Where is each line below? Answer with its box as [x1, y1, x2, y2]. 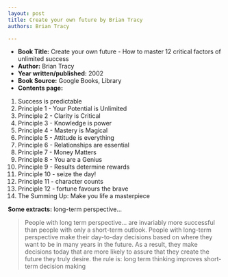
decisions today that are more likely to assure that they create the [24, 248, 210, 256]
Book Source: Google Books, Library [17, 77, 122, 85]
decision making [39, 262, 86, 271]
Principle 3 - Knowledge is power [17, 119, 112, 128]
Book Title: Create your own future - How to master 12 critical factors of [17, 47, 221, 56]
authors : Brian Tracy [8, 23, 70, 29]
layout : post [8, 10, 45, 17]
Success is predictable [17, 97, 83, 106]
